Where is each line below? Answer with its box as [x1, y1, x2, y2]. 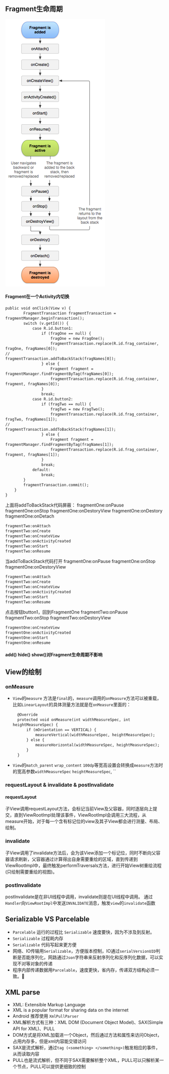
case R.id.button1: [32, 326, 73, 331]
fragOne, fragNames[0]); [5, 346, 58, 351]
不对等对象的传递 [17, 960, 53, 966]
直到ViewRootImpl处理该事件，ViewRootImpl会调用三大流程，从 [14, 812, 147, 818]
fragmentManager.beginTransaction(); [5, 316, 85, 321]
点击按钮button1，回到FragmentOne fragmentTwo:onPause [5, 609, 128, 615]
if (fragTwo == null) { [41, 402, 92, 407]
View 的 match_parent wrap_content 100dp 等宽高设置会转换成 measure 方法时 [12, 762, 163, 769]
